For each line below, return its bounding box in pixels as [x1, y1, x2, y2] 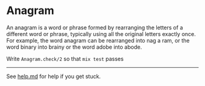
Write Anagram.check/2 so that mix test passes [6, 55, 124, 62]
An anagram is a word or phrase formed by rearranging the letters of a [6, 24, 183, 31]
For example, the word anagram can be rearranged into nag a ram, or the [6, 37, 190, 44]
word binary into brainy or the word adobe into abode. [6, 43, 142, 51]
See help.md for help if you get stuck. [6, 73, 101, 80]
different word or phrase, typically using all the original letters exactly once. [6, 30, 196, 37]
